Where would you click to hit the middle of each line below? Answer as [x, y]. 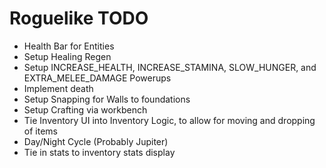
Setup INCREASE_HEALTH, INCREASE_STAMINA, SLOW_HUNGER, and [170, 67]
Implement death [58, 88]
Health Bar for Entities [69, 46]
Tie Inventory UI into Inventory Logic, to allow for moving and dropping [169, 120]
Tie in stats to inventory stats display [99, 152]
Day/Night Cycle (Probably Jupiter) [96, 141]
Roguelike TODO [79, 18]
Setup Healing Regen [67, 56]
